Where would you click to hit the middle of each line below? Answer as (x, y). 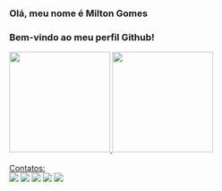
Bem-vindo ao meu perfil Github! (82, 37)
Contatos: (27, 169)
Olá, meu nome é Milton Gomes (78, 13)
